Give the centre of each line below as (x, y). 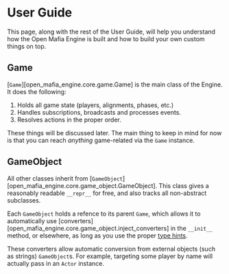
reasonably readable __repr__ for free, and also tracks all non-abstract (107, 193)
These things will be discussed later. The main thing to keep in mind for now (114, 133)
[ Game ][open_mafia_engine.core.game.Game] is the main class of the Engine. (115, 84)
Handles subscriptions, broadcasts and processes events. (99, 112)
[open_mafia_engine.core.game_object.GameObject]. (82, 185)
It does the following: (37, 91)
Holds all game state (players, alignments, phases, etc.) (95, 105)
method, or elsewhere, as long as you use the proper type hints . (97, 236)
